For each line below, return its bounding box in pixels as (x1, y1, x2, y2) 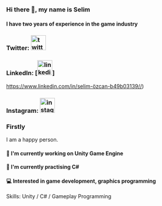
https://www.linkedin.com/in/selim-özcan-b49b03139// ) (6, 82, 145, 90)
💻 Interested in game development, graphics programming (6, 177, 157, 185)
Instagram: (6, 106, 39, 115)
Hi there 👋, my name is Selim (6, 5, 91, 14)
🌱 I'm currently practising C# (6, 164, 80, 171)
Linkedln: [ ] (6, 69, 55, 77)
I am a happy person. (6, 136, 59, 143)
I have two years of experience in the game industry (6, 20, 138, 27)
